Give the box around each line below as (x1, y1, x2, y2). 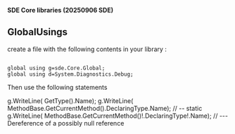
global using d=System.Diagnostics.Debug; (7, 70, 134, 78)
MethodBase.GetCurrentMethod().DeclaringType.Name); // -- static (7, 104, 203, 112)
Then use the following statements (7, 83, 108, 91)
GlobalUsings (7, 26, 68, 38)
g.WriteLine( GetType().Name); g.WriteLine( (7, 96, 134, 105)
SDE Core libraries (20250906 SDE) (7, 6, 114, 14)
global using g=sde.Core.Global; (7, 65, 106, 72)
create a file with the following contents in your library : (7, 45, 167, 53)
